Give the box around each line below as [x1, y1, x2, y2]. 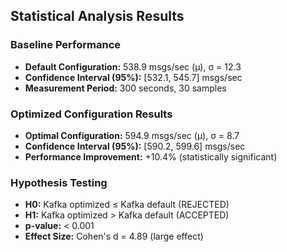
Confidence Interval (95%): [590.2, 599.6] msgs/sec [24, 140, 246, 152]
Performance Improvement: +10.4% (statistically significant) [24, 150, 278, 163]
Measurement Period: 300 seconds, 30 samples [24, 82, 227, 94]
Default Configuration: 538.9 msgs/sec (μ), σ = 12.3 [24, 60, 242, 73]
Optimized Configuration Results [10, 107, 173, 121]
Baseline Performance [10, 38, 122, 52]
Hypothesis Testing [10, 175, 108, 189]
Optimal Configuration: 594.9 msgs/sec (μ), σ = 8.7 [24, 129, 240, 141]
